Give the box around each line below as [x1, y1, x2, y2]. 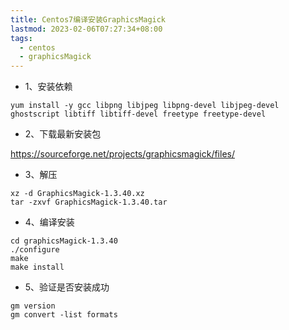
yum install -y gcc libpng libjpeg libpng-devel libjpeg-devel [10, 101, 280, 111]
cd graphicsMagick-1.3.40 [10, 236, 118, 246]
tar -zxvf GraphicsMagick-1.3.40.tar [10, 197, 168, 208]
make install [10, 262, 65, 273]
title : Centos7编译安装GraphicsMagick [10, 14, 167, 25]
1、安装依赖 [24, 81, 73, 93]
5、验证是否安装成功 [24, 281, 110, 293]
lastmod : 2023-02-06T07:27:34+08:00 [10, 24, 163, 34]
